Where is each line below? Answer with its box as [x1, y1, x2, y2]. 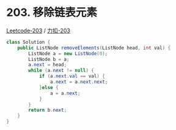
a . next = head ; [28, 62, 67, 68]
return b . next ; [28, 107, 67, 114]
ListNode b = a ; [28, 56, 70, 62]
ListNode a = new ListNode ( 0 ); [28, 50, 108, 57]
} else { [38, 84, 59, 90]
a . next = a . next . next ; [50, 79, 108, 85]
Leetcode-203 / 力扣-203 [6, 27, 70, 34]
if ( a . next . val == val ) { [38, 73, 105, 79]
